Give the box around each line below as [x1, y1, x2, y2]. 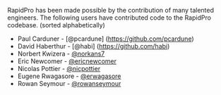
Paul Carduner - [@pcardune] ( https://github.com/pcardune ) [17, 34, 194, 43]
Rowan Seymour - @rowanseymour [17, 80, 121, 87]
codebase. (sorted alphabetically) [7, 21, 106, 29]
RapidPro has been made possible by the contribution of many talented [7, 6, 214, 14]
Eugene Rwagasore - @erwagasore [17, 72, 121, 80]
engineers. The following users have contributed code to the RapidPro [7, 13, 212, 22]
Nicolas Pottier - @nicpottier [17, 65, 101, 72]
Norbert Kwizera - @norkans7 [17, 49, 105, 58]
